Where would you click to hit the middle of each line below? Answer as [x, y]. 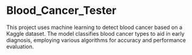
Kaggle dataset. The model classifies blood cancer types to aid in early [95, 33]
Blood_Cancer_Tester [62, 11]
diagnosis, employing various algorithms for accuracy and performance [96, 40]
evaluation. [20, 47]
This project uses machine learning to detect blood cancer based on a [94, 27]
